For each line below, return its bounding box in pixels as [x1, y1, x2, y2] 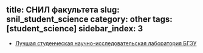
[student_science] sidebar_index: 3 [6, 23, 143, 34]
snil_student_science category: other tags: [6, 14, 173, 25]
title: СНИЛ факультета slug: [6, 5, 120, 15]
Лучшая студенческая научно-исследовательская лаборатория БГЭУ [15, 39, 197, 47]
